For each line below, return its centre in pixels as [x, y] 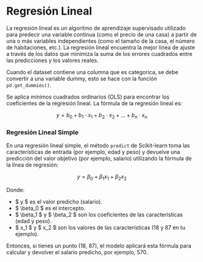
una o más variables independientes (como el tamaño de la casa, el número [101, 41]
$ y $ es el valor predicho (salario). [59, 201]
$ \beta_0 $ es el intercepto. [50, 208]
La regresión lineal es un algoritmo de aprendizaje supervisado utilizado [96, 28]
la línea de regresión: [32, 165]
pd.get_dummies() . [29, 85]
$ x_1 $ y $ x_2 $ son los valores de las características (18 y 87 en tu [100, 227]
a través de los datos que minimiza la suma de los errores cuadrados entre [99, 53]
